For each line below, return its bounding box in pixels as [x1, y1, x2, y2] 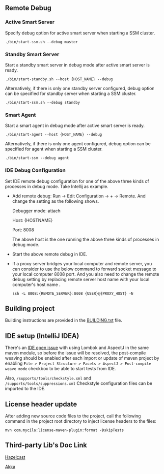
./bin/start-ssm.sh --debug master [5, 39, 78, 44]
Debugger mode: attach [12, 208, 61, 214]
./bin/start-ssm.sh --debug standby [5, 100, 80, 105]
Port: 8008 [12, 226, 34, 233]
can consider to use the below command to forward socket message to [12, 266, 157, 272]
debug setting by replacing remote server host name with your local [12, 276, 150, 282]
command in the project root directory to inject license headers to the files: [5, 418, 157, 424]
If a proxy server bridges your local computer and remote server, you [12, 260, 152, 266]
